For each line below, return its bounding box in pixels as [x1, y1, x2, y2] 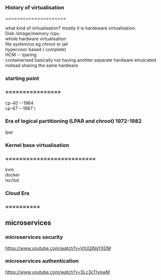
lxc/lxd [5, 177, 19, 183]
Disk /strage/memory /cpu [5, 31, 60, 37]
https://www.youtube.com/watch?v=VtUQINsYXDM [5, 245, 111, 251]
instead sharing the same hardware [5, 62, 79, 69]
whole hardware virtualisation [5, 36, 66, 42]
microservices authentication [5, 257, 79, 264]
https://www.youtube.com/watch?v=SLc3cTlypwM [5, 269, 110, 275]
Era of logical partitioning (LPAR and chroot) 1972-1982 [5, 117, 142, 124]
